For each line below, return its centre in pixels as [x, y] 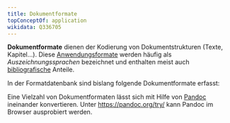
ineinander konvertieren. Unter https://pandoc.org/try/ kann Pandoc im [110, 105]
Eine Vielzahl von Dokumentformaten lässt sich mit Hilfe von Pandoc [107, 97]
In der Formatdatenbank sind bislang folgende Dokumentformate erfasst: [114, 83]
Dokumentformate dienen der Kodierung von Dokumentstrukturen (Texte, [115, 47]
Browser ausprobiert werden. [50, 112]
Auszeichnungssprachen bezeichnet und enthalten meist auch [98, 62]
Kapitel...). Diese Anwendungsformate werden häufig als [90, 54]
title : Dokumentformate [42, 14]
